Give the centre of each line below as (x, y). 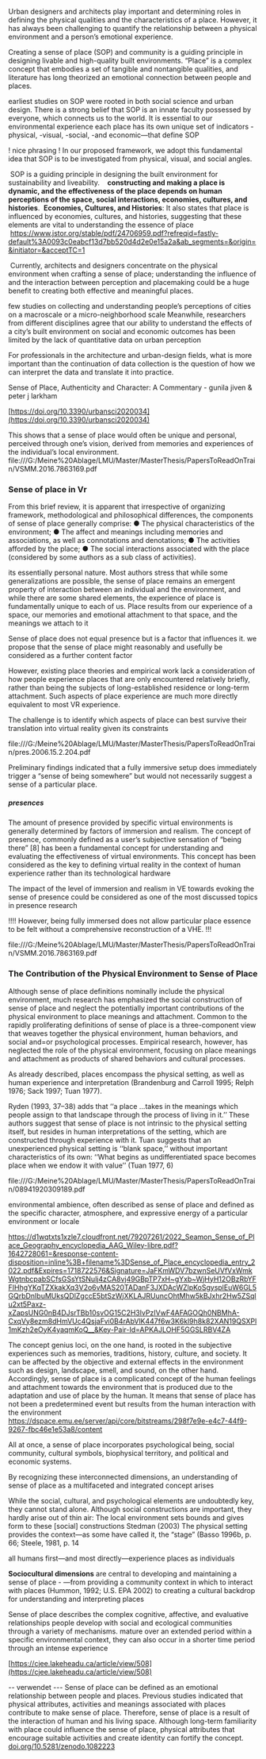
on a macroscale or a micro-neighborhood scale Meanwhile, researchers (127, 314)
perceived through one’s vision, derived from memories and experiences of (131, 443)
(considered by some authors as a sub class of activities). (102, 557)
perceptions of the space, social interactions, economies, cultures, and (128, 199)
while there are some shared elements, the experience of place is (115, 598)
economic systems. (40, 1461)
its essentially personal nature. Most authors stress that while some (118, 573)
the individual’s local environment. (64, 452)
